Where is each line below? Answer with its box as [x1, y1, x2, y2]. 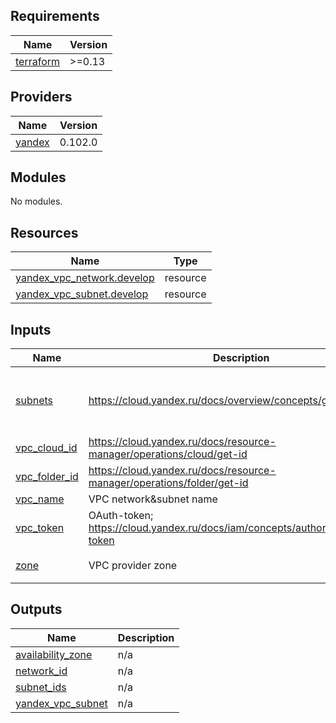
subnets [15, 393, 54, 407]
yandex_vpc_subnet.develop [15, 287, 149, 301]
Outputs [10, 601, 63, 618]
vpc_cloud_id [15, 441, 78, 455]
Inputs [10, 321, 52, 338]
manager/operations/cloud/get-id [88, 447, 248, 461]
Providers [10, 89, 73, 106]
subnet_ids [15, 680, 67, 694]
